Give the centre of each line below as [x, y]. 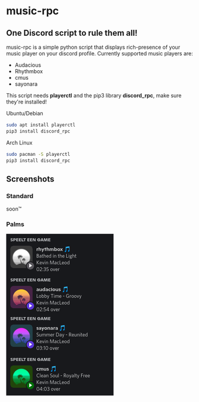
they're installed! [27, 102]
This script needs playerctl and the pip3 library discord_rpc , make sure [94, 95]
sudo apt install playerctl [41, 125]
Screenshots [30, 179]
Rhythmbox [29, 71]
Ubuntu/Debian [25, 113]
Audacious [28, 65]
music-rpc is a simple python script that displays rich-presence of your [93, 47]
